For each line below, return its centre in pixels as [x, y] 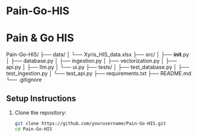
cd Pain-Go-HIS [33, 129]
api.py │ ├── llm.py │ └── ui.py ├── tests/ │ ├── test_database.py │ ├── [98, 67]
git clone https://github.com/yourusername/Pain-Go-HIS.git [90, 123]
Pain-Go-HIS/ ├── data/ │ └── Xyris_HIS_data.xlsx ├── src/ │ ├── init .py [98, 55]
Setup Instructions [41, 98]
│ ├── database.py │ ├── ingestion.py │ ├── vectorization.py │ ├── [92, 61]
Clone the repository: [41, 112]
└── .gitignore [24, 80]
